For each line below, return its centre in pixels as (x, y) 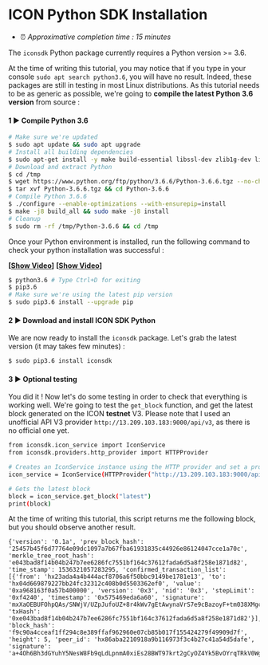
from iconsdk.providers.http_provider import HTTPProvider (108, 453)
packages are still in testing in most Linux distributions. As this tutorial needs (134, 85)
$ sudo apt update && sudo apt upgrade (75, 145)
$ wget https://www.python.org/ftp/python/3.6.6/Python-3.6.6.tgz (121, 182)
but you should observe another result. (72, 527)
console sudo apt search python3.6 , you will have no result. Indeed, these (130, 77)
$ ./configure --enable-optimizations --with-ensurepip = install (117, 204)
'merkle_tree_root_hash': (51, 556)
